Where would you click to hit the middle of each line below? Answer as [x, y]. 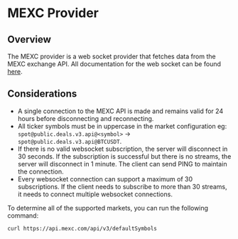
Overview [29, 39]
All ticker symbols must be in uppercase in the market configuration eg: [122, 126]
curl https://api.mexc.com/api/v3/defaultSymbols [82, 228]
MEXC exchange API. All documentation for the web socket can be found [114, 64]
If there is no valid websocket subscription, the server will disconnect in [123, 149]
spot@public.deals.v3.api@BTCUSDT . [70, 141]
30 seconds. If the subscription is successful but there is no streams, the [124, 156]
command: [23, 216]
